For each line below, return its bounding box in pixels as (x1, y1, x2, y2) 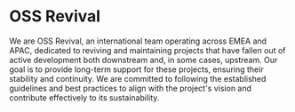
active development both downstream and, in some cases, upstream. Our (9, 54, 278, 65)
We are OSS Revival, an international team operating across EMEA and (9, 36, 267, 46)
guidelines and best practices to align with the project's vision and (9, 83, 251, 93)
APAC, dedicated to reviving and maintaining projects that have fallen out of (9, 44, 286, 55)
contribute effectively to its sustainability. (9, 92, 160, 103)
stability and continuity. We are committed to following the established (9, 73, 267, 84)
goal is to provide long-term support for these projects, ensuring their (9, 64, 264, 75)
